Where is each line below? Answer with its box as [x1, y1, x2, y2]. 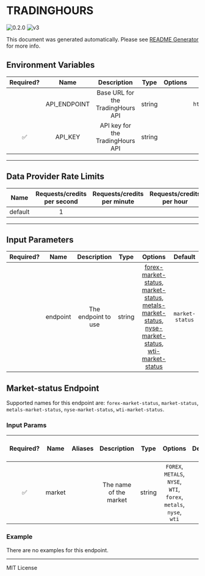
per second [44, 197, 78, 205]
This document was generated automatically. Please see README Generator [6, 35, 199, 43]
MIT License [6, 564, 38, 571]
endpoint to [78, 313, 111, 321]
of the [108, 488, 126, 497]
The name [103, 481, 132, 489]
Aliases [71, 444, 94, 453]
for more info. [6, 42, 41, 49]
